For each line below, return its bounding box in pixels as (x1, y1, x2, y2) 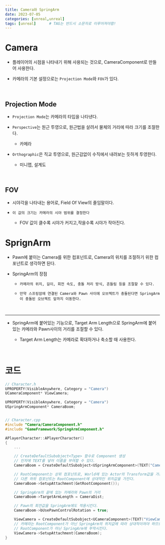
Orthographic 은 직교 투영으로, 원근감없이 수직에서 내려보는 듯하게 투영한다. (12, 151, 157, 157)
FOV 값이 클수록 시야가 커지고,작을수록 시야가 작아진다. (19, 219, 125, 225)
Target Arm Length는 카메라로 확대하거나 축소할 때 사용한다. (19, 336, 137, 342)
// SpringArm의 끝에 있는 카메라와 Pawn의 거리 (14, 490, 101, 495)
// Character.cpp (5, 418, 41, 423)
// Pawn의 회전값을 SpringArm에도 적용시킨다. (14, 504, 99, 509)
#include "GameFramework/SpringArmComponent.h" (5, 427, 105, 432)
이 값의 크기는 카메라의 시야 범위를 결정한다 (12, 210, 90, 215)
